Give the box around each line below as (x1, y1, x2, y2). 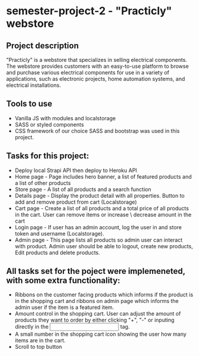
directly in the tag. (14, 323, 130, 330)
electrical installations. (6, 82, 61, 89)
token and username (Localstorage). (14, 230, 104, 237)
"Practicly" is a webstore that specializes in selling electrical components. (6, 57, 188, 63)
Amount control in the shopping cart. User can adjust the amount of (14, 310, 181, 317)
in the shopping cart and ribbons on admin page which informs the (14, 298, 179, 305)
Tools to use (6, 99, 52, 109)
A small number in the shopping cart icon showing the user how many (14, 330, 186, 338)
